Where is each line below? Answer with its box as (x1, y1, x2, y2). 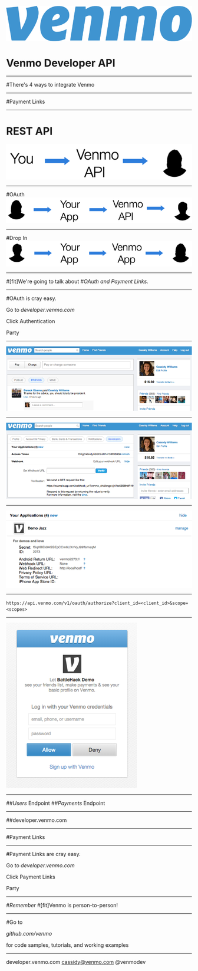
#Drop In (6, 234, 28, 241)
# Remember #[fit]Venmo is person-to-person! (6, 901, 118, 909)
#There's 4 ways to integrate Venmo (6, 81, 95, 88)
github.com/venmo (6, 930, 52, 937)
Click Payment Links (6, 873, 55, 880)
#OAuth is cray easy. (6, 295, 57, 302)
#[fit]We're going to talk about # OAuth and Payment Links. (6, 278, 148, 285)
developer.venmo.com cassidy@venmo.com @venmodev (6, 958, 146, 965)
